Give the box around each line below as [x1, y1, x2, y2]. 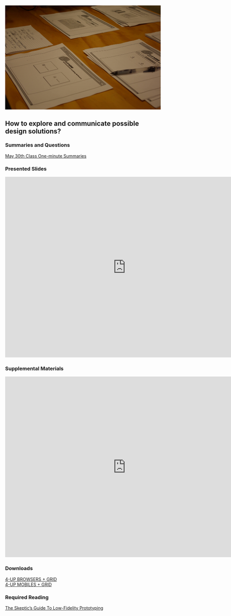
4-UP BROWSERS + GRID [5, 576, 57, 582]
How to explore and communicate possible [5, 119, 139, 127]
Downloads [5, 565, 33, 572]
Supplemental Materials [5, 365, 64, 372]
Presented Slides [5, 165, 47, 172]
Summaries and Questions [5, 142, 70, 149]
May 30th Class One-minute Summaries [5, 153, 87, 159]
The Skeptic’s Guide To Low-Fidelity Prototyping [5, 605, 104, 611]
